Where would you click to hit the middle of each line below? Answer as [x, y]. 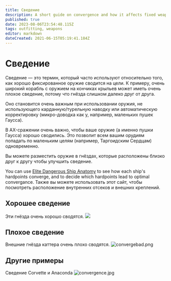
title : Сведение [22, 10]
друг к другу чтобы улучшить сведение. [49, 161]
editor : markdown [24, 34]
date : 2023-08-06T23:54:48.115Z [39, 24]
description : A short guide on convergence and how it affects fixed [81, 15]
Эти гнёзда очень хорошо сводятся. [45, 216]
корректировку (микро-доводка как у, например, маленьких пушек [79, 115]
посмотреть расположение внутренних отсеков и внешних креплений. [83, 187]
